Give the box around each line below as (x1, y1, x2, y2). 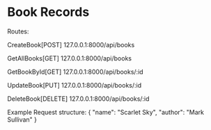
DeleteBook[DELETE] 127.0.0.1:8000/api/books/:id (7, 95, 150, 103)
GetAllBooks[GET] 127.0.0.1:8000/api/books (7, 54, 132, 63)
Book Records (7, 4, 90, 20)
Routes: (7, 27, 29, 35)
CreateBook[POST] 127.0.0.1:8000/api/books (7, 40, 135, 49)
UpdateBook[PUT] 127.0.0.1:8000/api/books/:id (7, 81, 142, 89)
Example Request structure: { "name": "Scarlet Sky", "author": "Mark (7, 108, 204, 116)
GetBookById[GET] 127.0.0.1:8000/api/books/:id (7, 67, 144, 76)
